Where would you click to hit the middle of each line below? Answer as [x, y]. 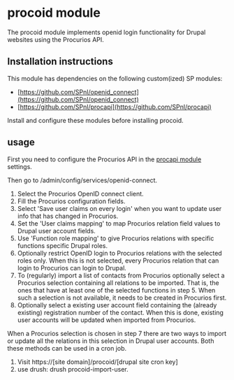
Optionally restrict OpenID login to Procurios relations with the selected [119, 253]
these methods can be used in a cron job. [67, 348]
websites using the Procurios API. [56, 39]
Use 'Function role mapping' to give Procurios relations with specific [116, 238]
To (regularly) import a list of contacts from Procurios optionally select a [121, 275]
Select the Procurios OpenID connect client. [81, 193]
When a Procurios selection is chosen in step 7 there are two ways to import [117, 333]
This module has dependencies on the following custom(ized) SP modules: [115, 78]
